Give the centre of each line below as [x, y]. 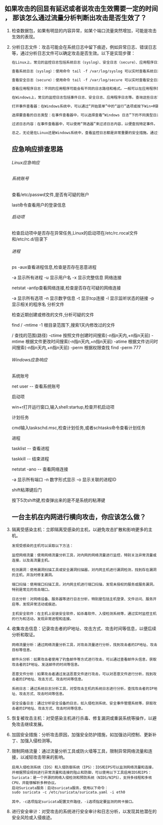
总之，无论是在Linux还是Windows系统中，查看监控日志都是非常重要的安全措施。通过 [84, 133]
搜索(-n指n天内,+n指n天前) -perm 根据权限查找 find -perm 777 [79, 348]
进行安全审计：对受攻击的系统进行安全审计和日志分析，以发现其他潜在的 [84, 811]
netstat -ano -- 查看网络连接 [40, 469]
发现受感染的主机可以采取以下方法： [42, 546]
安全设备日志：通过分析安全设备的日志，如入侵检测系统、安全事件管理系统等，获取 [82, 704]
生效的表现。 [24, 37]
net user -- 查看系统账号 [36, 386]
